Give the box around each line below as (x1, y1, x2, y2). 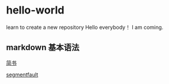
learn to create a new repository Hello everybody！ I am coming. (6, 23, 164, 31)
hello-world (6, 4, 65, 17)
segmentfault (6, 71, 38, 78)
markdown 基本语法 (6, 42, 80, 53)
